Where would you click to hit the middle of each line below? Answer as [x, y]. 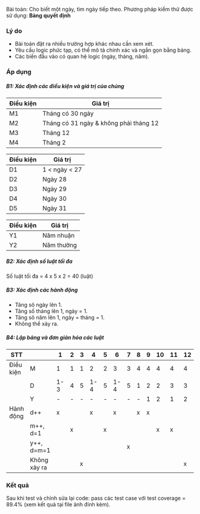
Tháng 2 [54, 143]
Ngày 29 [55, 189]
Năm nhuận [59, 236]
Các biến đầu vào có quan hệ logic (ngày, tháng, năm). [82, 57]
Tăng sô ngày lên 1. [38, 305]
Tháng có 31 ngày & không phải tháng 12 [101, 123]
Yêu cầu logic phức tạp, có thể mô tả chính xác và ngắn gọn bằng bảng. [103, 50]
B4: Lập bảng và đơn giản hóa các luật [55, 337]
